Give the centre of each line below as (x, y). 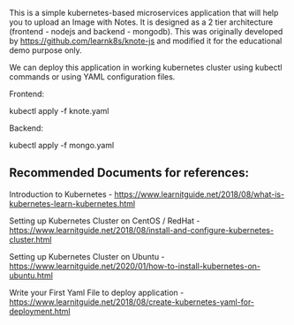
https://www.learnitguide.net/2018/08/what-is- (200, 194)
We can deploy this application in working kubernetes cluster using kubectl (146, 67)
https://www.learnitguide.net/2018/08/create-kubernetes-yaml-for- (132, 302)
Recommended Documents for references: (129, 173)
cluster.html (30, 239)
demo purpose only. (45, 50)
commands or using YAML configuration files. (92, 77)
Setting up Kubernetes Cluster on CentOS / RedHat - (105, 221)
